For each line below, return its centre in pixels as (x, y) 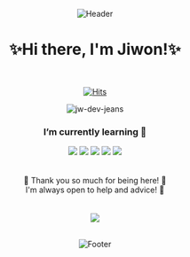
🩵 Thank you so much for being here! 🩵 (95, 181)
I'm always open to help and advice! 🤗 (95, 190)
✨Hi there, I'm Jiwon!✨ (95, 50)
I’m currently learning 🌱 (95, 131)
